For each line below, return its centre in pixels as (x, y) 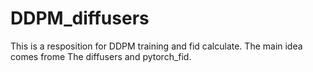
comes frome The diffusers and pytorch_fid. (101, 56)
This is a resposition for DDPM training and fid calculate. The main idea (156, 46)
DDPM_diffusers (80, 18)
